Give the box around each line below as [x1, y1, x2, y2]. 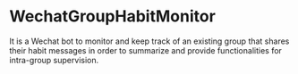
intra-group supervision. [9, 54, 99, 65]
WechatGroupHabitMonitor [9, 6, 217, 27]
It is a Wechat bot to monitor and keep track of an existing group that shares [9, 36, 290, 46]
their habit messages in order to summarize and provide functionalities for [9, 45, 282, 55]
